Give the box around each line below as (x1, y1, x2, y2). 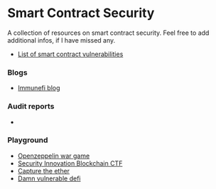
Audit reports (7, 102, 55, 112)
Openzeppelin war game (17, 151, 90, 160)
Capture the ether (17, 166, 70, 175)
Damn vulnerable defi (17, 174, 81, 183)
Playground (7, 135, 48, 145)
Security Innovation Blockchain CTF (17, 158, 123, 168)
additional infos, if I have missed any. (7, 36, 116, 44)
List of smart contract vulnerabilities (17, 50, 124, 58)
